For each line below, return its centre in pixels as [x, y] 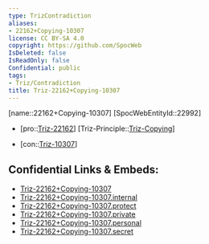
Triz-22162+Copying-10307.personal [81, 223]
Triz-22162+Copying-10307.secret [77, 232]
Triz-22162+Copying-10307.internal [79, 197]
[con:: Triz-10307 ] [49, 144]
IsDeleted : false [37, 53]
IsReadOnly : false [39, 61]
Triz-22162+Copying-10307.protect [78, 206]
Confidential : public [45, 68]
